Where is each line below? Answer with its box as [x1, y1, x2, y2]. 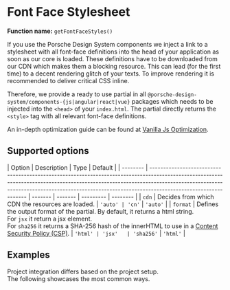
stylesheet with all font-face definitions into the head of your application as [7, 47, 220, 56]
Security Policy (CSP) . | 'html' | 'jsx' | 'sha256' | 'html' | [7, 229, 185, 237]
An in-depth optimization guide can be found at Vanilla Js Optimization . [7, 125, 209, 133]
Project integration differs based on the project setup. [7, 267, 159, 276]
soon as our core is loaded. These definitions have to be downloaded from [7, 54, 218, 63]
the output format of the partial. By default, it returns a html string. [7, 207, 194, 215]
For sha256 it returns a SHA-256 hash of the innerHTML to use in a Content [7, 221, 218, 230]
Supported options [7, 145, 89, 157]
